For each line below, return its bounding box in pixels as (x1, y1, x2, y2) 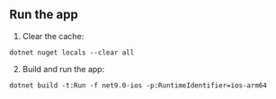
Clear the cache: (22, 30, 85, 41)
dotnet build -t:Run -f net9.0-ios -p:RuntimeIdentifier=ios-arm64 (9, 80, 268, 90)
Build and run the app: (22, 63, 105, 74)
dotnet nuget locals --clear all (9, 48, 135, 57)
